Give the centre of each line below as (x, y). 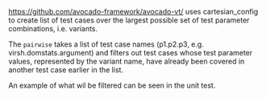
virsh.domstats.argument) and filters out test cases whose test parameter (131, 53)
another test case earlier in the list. (66, 70)
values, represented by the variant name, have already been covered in (127, 61)
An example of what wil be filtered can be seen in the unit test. (112, 85)
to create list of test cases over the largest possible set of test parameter (129, 20)
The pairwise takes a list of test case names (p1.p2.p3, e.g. (106, 44)
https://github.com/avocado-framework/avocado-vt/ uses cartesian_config (133, 12)
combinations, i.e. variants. (53, 29)
